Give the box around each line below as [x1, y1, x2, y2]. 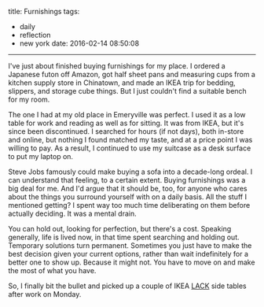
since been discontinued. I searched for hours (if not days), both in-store [8, 127, 244, 136]
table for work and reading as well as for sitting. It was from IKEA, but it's [8, 118, 244, 128]
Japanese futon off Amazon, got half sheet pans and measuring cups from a [8, 70, 255, 79]
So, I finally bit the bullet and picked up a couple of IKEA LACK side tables [8, 281, 247, 290]
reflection [19, 31, 51, 39]
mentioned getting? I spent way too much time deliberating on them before [8, 201, 251, 209]
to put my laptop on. [8, 152, 73, 161]
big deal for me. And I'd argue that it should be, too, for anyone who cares [8, 184, 247, 193]
